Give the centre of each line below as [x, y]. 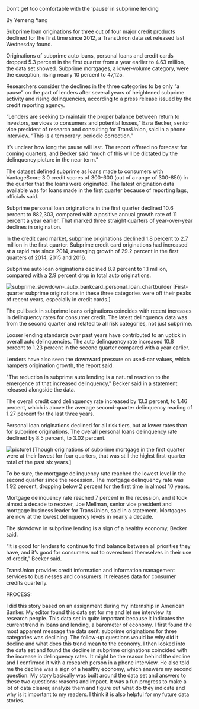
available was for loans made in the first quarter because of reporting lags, [97, 190]
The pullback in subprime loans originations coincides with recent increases [99, 311]
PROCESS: [19, 594]
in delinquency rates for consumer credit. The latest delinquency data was [97, 317]
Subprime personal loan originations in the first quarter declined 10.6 [90, 208]
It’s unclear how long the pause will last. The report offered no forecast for [97, 147]
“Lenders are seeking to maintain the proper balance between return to [93, 116]
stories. [15, 700]
